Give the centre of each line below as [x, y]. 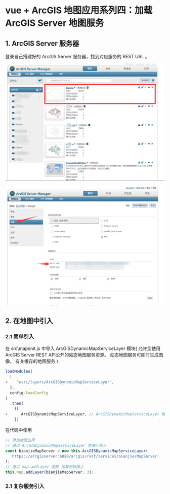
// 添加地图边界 [20, 440]
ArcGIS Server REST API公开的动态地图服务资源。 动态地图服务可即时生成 [82, 355]
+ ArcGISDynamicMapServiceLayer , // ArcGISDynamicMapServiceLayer [82, 414]
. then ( [17, 404]
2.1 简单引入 [20, 336]
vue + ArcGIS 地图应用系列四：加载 [79, 10]
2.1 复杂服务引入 [25, 486]
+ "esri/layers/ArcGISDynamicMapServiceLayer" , [60, 382]
